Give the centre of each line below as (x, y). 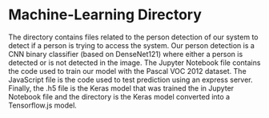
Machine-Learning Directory (105, 15)
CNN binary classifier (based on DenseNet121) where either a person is (126, 54)
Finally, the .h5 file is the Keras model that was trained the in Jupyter (121, 88)
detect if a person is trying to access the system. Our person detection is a (131, 45)
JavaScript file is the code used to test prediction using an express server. (131, 79)
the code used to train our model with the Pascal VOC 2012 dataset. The (127, 71)
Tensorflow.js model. (43, 105)
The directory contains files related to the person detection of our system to (133, 37)
